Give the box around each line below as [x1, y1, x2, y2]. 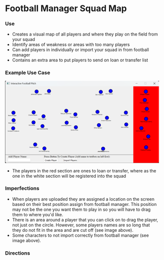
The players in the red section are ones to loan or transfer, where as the [12, 167, 157, 173]
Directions [5, 249, 30, 256]
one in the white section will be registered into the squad [12, 173, 126, 179]
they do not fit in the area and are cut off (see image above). [12, 227, 133, 233]
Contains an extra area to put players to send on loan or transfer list [12, 57, 148, 63]
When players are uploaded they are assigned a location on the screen [12, 196, 155, 202]
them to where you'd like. [12, 211, 63, 217]
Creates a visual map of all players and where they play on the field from [12, 31, 158, 37]
